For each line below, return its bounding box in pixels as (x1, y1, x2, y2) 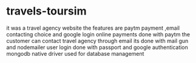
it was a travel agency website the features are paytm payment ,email (6, 24, 180, 31)
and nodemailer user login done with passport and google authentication (6, 44, 188, 51)
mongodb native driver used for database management (6, 50, 144, 57)
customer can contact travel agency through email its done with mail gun (6, 37, 189, 44)
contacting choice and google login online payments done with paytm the (6, 30, 190, 38)
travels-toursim (6, 4, 87, 18)
